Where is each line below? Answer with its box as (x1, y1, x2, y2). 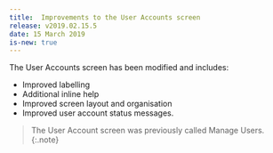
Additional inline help (21, 89, 100, 100)
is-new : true (9, 37, 58, 47)
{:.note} (30, 134, 60, 145)
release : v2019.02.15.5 (9, 21, 98, 30)
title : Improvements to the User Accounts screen (9, 12, 201, 22)
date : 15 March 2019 (9, 29, 86, 38)
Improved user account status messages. (21, 108, 174, 118)
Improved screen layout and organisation (21, 99, 173, 109)
